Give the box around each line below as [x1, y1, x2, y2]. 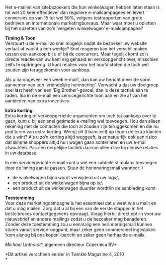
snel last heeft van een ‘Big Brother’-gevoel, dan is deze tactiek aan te [5, 87, 148, 93]
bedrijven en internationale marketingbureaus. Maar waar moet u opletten [5, 20, 156, 26]
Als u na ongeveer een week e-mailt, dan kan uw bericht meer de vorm [5, 77, 151, 82]
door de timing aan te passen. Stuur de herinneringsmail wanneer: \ [5, 165, 144, 171]
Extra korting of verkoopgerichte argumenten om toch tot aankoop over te [5, 113, 157, 119]
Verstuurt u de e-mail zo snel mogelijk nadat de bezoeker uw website [5, 40, 147, 46]
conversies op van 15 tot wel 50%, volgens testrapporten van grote [5, 15, 143, 20]
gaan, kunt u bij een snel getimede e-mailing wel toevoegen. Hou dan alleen [5, 118, 161, 124]
